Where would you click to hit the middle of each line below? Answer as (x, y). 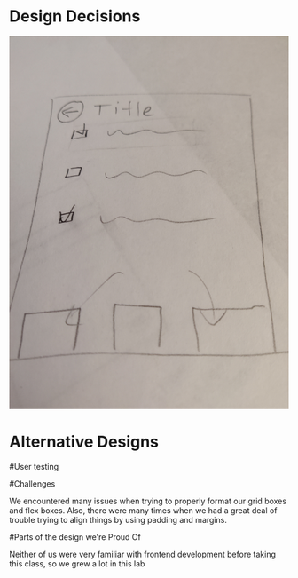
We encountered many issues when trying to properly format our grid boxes (148, 501)
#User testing (34, 466)
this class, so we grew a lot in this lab (77, 563)
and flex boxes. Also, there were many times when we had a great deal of (143, 510)
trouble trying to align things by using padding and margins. (118, 519)
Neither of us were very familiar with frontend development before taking (143, 554)
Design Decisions (75, 16)
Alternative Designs (84, 442)
